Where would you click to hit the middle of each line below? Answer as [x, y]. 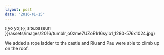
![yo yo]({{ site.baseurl [28, 28]
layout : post [18, 10]
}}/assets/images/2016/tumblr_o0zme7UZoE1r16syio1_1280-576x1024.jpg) [80, 33]
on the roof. [17, 48]
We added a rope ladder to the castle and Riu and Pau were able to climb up [82, 43]
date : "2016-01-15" [25, 14]
